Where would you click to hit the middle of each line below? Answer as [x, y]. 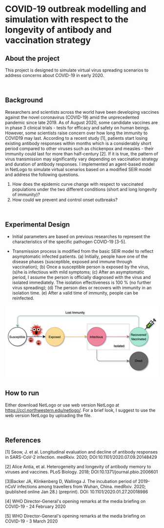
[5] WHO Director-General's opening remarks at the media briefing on [75, 516]
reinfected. [23, 298]
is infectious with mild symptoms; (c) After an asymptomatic [84, 272]
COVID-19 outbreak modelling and [76, 9]
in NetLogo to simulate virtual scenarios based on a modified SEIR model [78, 169]
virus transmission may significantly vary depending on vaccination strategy [82, 159]
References [23, 440]
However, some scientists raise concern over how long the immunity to [76, 133]
